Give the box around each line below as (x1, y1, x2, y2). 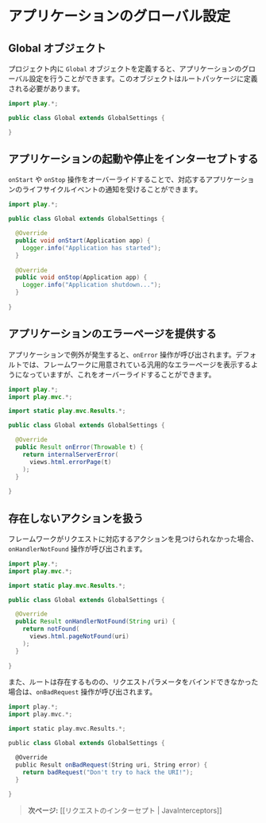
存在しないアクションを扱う (8, 512, 144, 525)
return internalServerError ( (22, 450, 119, 458)
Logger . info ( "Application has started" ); (22, 244, 161, 252)
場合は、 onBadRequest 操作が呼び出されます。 (8, 687, 157, 697)
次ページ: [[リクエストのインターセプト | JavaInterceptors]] (27, 806, 222, 815)
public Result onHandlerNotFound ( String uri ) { (15, 617, 176, 626)
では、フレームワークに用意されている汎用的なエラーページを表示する (21, 359, 252, 369)
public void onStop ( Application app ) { (15, 273, 148, 282)
